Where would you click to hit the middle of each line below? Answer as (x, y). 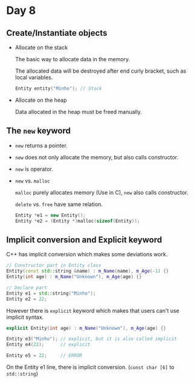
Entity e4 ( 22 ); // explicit (48, 345)
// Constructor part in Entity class (54, 265)
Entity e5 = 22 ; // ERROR (44, 356)
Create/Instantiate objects (57, 33)
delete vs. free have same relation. (59, 204)
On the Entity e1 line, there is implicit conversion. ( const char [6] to (90, 367)
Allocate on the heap (41, 100)
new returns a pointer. (41, 145)
